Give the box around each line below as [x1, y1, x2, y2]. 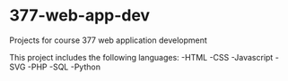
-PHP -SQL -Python [27, 61, 101, 72]
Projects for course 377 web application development [9, 35, 208, 45]
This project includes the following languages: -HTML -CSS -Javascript [9, 52, 274, 62]
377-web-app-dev [9, 5, 151, 26]
